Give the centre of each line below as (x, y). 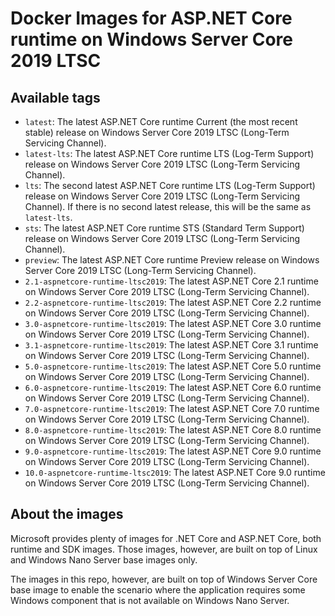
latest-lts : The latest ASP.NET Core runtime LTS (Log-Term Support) (169, 153)
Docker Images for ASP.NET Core (151, 18)
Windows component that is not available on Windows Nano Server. (150, 600)
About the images (67, 514)
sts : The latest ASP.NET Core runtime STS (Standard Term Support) (164, 228)
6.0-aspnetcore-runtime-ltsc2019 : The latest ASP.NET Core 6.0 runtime (173, 387)
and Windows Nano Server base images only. (104, 559)
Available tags (55, 97)
